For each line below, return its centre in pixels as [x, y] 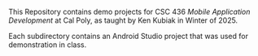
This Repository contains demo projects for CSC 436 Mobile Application [129, 12]
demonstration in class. [48, 45]
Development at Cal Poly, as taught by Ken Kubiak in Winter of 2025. [123, 20]
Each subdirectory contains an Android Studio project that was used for [128, 36]
